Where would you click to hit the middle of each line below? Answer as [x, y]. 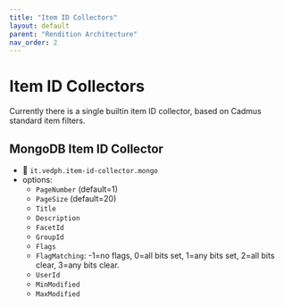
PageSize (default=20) [76, 198]
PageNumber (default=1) [77, 189]
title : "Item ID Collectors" [63, 17]
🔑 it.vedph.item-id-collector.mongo [90, 170]
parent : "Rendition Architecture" [74, 34]
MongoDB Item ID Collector [86, 149]
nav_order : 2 [33, 42]
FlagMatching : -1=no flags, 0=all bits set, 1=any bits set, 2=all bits [155, 256]
